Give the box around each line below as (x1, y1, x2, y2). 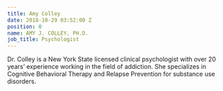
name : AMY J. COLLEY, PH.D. (7, 29, 89, 37)
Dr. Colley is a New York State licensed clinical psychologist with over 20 (7, 55, 216, 63)
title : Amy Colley (7, 10, 61, 17)
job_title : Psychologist (7, 36, 79, 43)
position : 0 (7, 23, 42, 30)
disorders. (7, 77, 37, 85)
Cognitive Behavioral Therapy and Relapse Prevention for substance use (7, 70, 215, 78)
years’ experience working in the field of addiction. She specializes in (7, 63, 207, 71)
